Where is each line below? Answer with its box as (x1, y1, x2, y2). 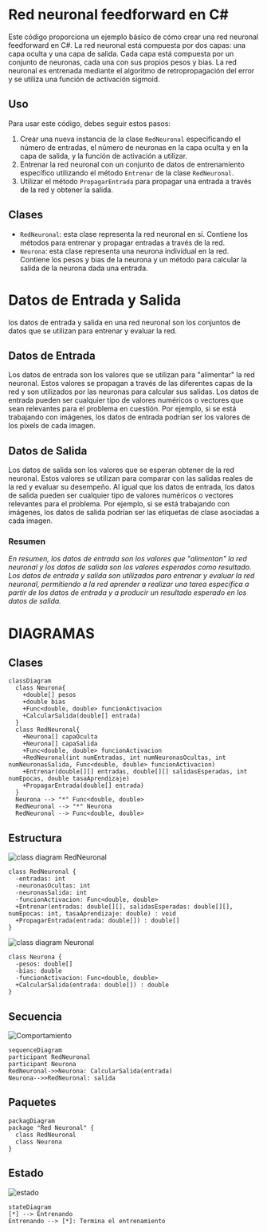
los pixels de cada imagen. (8, 421, 96, 431)
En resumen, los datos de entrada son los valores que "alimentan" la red (8, 554, 247, 564)
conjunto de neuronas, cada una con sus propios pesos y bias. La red (8, 57, 238, 67)
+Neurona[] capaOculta (22, 733, 98, 741)
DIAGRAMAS (8, 624, 96, 643)
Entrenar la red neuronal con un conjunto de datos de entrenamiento (19, 159, 245, 169)
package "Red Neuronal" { (8, 1124, 94, 1132)
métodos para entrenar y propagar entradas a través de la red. (19, 238, 226, 247)
